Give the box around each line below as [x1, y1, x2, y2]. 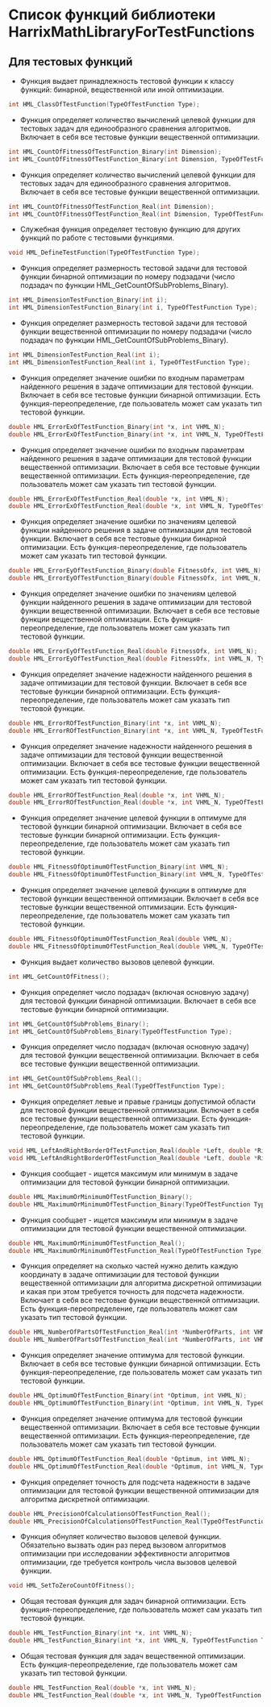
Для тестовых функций [8, 55, 133, 69]
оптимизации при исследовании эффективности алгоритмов [19, 1549, 231, 1559]
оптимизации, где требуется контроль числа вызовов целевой [19, 1558, 237, 1568]
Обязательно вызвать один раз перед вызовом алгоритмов [19, 1540, 227, 1550]
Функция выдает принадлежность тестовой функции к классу [19, 77, 235, 85]
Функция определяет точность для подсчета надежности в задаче [19, 1477, 251, 1487]
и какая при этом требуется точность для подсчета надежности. [19, 1287, 244, 1297]
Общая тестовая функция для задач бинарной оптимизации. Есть [19, 1597, 247, 1606]
